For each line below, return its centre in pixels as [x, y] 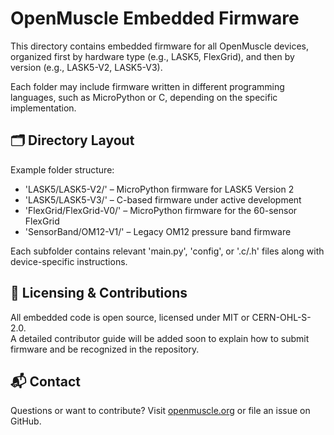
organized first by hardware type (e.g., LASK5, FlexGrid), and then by [152, 56]
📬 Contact [45, 381]
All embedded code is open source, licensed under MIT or [130, 317]
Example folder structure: [62, 169]
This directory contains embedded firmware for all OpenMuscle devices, [160, 46]
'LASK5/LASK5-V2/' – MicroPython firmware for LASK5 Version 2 [159, 189]
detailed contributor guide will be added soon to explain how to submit [164, 338]
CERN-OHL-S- [281, 317]
